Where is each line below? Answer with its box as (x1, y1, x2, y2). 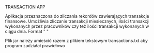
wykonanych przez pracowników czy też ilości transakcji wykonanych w (5, 23, 149, 29)
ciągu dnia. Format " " (5, 29, 49, 34)
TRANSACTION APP (5, 4, 46, 10)
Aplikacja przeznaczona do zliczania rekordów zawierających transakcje (5, 13, 149, 19)
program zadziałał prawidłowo (5, 43, 65, 48)
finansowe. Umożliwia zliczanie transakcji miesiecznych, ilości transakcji (5, 19, 150, 24)
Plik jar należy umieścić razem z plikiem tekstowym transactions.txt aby (5, 38, 148, 43)
